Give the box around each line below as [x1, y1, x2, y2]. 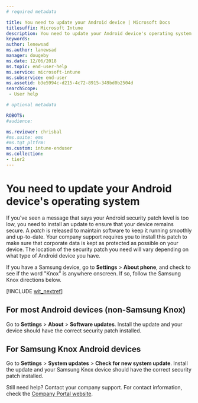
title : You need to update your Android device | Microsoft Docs [6, 19, 170, 26]
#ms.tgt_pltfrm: [6, 140, 46, 146]
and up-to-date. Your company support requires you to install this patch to [6, 233, 187, 240]
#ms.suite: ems [6, 134, 44, 140]
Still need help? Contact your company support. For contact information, [6, 384, 183, 391]
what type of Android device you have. [6, 252, 100, 259]
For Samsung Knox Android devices [6, 344, 141, 354]
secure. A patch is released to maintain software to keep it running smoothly [6, 227, 192, 234]
